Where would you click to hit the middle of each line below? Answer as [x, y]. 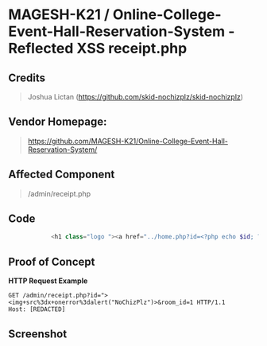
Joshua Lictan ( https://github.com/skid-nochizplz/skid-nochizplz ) [135, 97]
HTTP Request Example [48, 281]
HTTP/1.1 [211, 303]
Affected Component [62, 175]
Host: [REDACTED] [37, 309]
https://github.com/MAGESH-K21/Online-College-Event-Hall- [128, 141]
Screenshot [38, 334]
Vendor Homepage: [58, 122]
